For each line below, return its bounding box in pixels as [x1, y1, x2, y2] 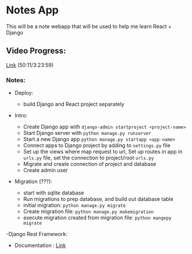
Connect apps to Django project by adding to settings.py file [23, 142, 171, 149]
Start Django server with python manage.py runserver [23, 130, 152, 137]
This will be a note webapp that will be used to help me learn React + [6, 23, 172, 30]
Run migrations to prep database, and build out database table [23, 196, 174, 203]
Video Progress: [6, 46, 66, 56]
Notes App [6, 4, 59, 17]
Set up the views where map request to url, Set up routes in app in [23, 148, 183, 155]
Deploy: [14, 89, 34, 96]
